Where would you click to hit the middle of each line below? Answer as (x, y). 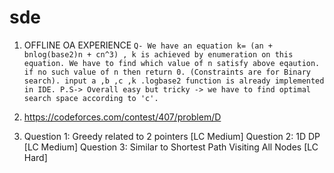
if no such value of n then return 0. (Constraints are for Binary (167, 72)
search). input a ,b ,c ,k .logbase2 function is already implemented (174, 81)
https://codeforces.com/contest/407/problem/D (122, 117)
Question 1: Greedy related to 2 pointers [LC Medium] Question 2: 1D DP (172, 136)
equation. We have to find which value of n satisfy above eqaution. (172, 63)
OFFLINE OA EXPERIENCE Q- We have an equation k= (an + (148, 45)
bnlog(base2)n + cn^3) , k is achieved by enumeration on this (158, 54)
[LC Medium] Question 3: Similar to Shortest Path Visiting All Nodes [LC (171, 147)
